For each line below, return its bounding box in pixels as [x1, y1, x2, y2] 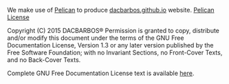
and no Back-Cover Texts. [7, 56, 81, 64]
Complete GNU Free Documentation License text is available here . [7, 69, 195, 77]
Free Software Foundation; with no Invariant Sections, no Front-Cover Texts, [7, 48, 223, 56]
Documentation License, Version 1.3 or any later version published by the [7, 41, 214, 49]
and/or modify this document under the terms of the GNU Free [7, 34, 184, 42]
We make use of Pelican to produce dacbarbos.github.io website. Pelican [7, 6, 215, 14]
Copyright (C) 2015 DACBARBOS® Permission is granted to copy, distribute [7, 27, 220, 34]
